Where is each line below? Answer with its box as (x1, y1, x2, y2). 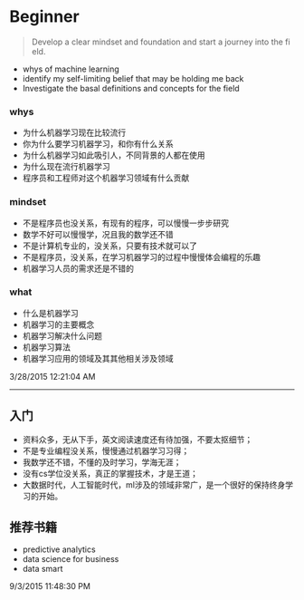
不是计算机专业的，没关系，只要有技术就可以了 (22, 240, 197, 251)
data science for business (22, 554, 119, 565)
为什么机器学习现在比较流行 (22, 127, 127, 138)
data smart (22, 564, 63, 575)
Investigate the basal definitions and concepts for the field (22, 82, 240, 93)
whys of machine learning (22, 63, 119, 74)
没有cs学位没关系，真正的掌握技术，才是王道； (22, 468, 199, 479)
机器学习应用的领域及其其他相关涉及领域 (22, 353, 174, 363)
